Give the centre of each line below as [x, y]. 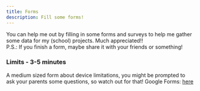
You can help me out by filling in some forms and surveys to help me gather [99, 34]
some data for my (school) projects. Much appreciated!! [75, 40]
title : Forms [22, 12]
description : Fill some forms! [45, 17]
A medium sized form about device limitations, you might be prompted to [96, 75]
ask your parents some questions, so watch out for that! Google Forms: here [100, 81]
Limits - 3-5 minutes [36, 62]
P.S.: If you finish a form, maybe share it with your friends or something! [95, 47]
